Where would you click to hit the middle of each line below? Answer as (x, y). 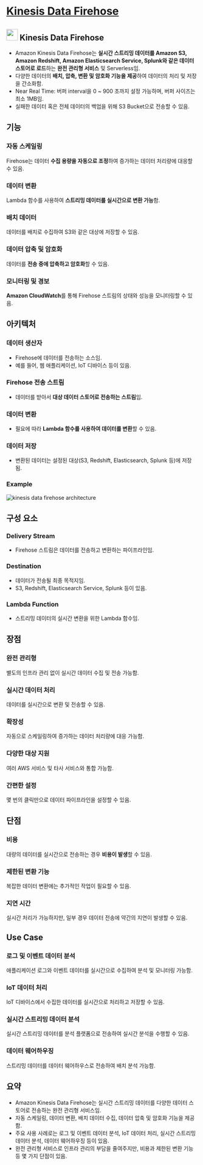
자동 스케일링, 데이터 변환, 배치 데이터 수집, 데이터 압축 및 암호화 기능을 (99, 1117)
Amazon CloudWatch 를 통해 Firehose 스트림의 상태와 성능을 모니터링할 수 (96, 295)
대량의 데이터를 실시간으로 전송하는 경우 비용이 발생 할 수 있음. (79, 854)
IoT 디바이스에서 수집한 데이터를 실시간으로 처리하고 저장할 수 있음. (86, 1002)
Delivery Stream (31, 536)
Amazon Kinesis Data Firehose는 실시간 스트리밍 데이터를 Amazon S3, (101, 53)
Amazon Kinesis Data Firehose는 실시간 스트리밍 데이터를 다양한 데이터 (101, 1102)
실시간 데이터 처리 (31, 690)
